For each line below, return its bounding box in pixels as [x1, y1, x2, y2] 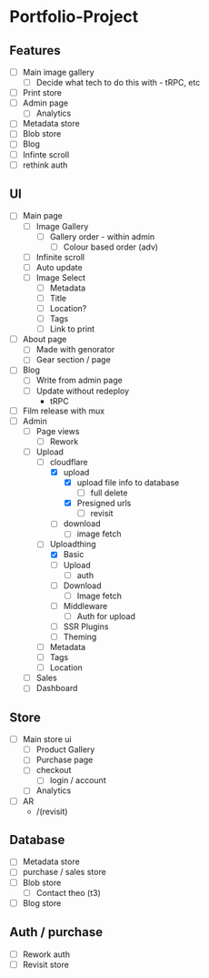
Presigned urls [76, 498, 132, 509]
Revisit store [22, 959, 70, 970]
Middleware [63, 600, 108, 611]
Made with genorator [35, 344, 115, 355]
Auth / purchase [9, 924, 103, 940]
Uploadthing [49, 539, 97, 550]
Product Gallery [35, 744, 95, 755]
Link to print [49, 323, 95, 334]
